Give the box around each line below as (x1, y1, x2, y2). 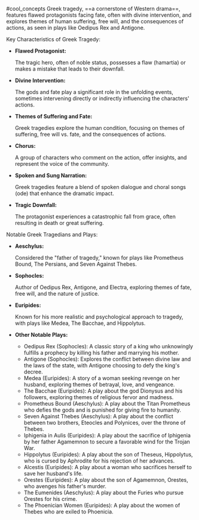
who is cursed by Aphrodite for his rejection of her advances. (23, 457, 175, 464)
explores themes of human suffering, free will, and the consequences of (6, 18, 184, 25)
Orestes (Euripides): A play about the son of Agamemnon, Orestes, (23, 476, 188, 483)
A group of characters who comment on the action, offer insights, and (14, 154, 187, 161)
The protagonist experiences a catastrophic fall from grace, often (14, 213, 176, 220)
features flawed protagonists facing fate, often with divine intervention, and (6, 11, 192, 19)
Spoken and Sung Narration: (14, 172, 87, 179)
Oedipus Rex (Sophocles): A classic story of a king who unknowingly (23, 343, 193, 349)
